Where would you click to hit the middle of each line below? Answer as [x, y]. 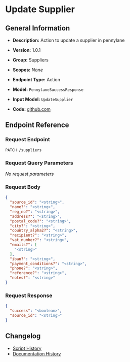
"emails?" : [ [24, 245]
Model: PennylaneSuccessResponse [48, 89]
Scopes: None [28, 70]
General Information [38, 28]
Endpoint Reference [37, 125]
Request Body [23, 187]
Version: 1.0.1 [27, 50]
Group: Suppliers [31, 60]
